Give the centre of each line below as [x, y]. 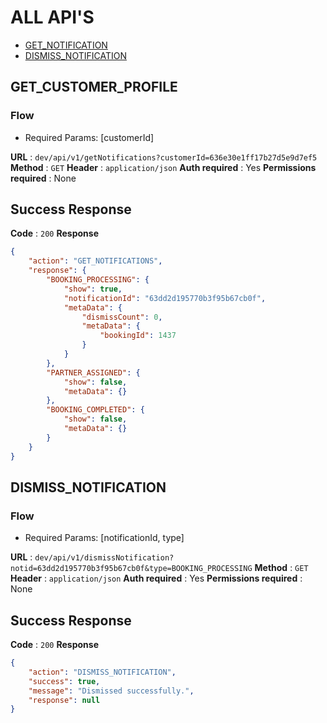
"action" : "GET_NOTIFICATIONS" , [95, 261]
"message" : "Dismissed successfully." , [111, 691]
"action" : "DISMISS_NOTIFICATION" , [102, 672]
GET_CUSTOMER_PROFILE [94, 87]
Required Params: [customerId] [89, 137]
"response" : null [64, 700]
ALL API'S [52, 17]
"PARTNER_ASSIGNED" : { [93, 372]
